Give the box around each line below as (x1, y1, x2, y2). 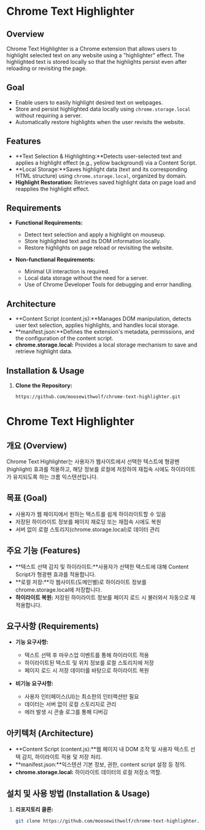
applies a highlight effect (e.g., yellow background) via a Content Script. (15, 159, 197, 166)
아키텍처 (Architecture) (6, 728, 94, 738)
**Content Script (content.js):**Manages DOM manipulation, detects (15, 315, 191, 323)
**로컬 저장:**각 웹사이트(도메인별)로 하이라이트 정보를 (15, 578, 147, 585)
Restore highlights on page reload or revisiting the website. (24, 244, 174, 251)
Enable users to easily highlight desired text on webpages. (15, 98, 163, 106)
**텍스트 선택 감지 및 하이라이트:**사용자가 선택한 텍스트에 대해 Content (15, 563, 189, 570)
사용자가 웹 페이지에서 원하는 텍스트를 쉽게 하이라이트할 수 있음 (15, 510, 166, 517)
